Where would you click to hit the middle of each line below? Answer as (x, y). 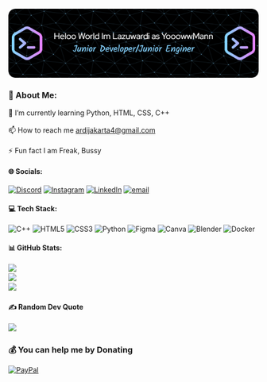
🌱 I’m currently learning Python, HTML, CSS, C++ (89, 113)
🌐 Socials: (25, 172)
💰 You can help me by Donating (71, 349)
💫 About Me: (33, 95)
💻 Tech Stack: (33, 208)
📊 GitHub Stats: (35, 248)
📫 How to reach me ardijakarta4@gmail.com (82, 130)
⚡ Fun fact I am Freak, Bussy (55, 150)
